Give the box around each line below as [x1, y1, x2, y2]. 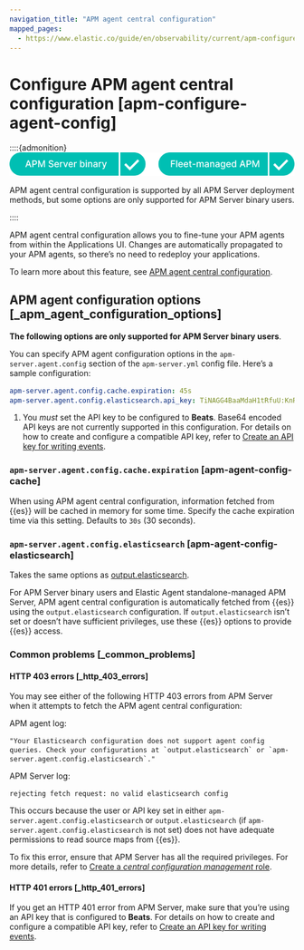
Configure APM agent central [9, 73, 233, 94]
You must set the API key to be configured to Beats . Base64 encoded [22, 412, 282, 423]
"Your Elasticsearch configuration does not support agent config [9, 737, 265, 746]
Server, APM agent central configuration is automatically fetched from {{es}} [9, 596, 295, 607]
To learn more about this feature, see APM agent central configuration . [9, 266, 273, 276]
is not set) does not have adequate [145, 825, 275, 836]
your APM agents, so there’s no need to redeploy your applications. [9, 248, 261, 259]
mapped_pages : [9, 24, 63, 34]
